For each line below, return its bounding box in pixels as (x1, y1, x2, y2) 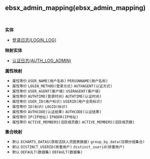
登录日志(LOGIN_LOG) (12, 37, 57, 43)
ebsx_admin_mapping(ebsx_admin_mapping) (5, 4, 146, 12)
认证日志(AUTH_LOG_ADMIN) (12, 58, 71, 64)
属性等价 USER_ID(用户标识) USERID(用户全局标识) (12, 99, 102, 104)
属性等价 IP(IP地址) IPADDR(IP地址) (12, 114, 79, 119)
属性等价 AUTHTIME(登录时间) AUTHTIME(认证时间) (12, 94, 102, 99)
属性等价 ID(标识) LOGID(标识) (12, 104, 68, 109)
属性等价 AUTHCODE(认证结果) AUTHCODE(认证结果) (12, 109, 102, 114)
